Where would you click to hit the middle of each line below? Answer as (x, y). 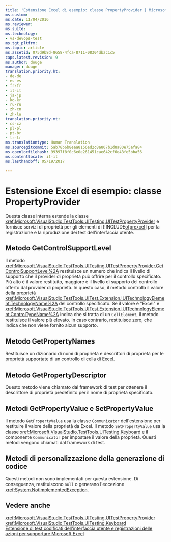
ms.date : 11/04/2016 (27, 19)
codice (17, 466)
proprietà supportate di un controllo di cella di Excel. (60, 359)
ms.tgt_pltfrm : (21, 43)
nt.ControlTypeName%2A (32, 315)
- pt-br (13, 133)
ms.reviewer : (19, 24)
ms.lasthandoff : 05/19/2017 (35, 161)
